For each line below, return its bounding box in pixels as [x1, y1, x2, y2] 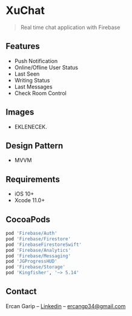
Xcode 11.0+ [14, 197, 45, 204]
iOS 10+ [14, 190, 35, 197]
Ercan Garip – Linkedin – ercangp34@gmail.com [5, 302, 126, 309]
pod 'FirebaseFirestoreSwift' [5, 242, 82, 248]
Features [5, 41, 40, 51]
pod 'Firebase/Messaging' [5, 252, 71, 259]
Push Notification [14, 57, 58, 64]
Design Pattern [5, 140, 64, 151]
